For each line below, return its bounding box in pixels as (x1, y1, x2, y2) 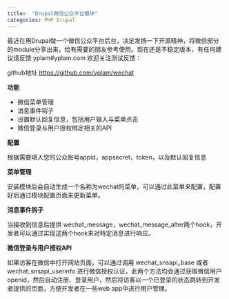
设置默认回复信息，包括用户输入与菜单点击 (17, 115, 139, 123)
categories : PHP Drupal (7, 17, 76, 23)
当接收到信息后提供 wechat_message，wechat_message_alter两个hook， (7, 220, 216, 229)
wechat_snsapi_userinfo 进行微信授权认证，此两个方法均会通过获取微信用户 (7, 267, 222, 275)
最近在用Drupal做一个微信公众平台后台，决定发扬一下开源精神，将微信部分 (7, 36, 219, 45)
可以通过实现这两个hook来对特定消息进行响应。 (19, 229, 155, 237)
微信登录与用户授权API (7, 243, 72, 252)
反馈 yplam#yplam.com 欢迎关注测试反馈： (19, 53, 142, 62)
